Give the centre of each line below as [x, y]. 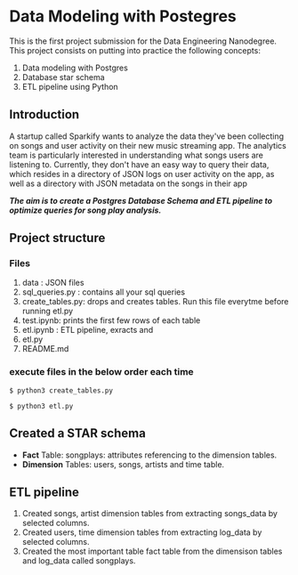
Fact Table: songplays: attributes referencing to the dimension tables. [149, 455]
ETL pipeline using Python [70, 86]
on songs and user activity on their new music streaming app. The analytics [148, 145]
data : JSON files [53, 283]
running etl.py [48, 311]
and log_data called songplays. [79, 561]
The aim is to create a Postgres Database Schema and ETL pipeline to [141, 200]
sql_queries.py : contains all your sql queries [103, 292]
